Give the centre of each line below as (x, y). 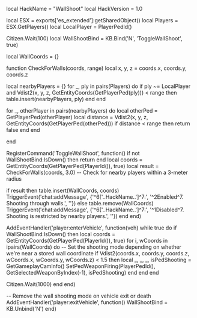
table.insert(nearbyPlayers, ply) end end (56, 99)
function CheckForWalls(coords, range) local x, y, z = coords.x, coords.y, (97, 68)
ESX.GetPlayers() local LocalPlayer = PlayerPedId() (69, 27)
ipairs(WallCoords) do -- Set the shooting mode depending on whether (94, 247)
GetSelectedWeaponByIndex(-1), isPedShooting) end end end (83, 273)
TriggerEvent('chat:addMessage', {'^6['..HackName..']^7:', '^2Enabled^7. (95, 197)
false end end (23, 130)
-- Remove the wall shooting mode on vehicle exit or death (79, 296)
